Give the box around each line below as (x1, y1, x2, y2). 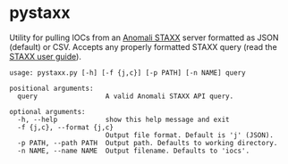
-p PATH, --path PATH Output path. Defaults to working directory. (17, 138, 278, 147)
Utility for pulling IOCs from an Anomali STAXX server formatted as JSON (9, 32, 279, 43)
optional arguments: (9, 107, 87, 116)
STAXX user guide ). (9, 51, 82, 61)
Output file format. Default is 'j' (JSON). (105, 130, 275, 140)
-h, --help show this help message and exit (17, 115, 230, 124)
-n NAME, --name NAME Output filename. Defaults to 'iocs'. (17, 146, 250, 155)
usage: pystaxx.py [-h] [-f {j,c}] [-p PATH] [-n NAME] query (9, 68, 246, 78)
